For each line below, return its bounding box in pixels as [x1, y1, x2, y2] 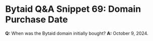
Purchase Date [5, 14, 68, 25]
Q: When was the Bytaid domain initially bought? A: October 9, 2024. [5, 30, 148, 36]
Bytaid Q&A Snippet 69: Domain [5, 3, 141, 15]
